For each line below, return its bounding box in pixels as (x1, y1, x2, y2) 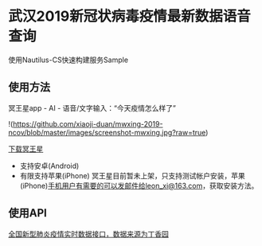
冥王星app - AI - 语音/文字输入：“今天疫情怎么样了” (8, 103, 177, 112)
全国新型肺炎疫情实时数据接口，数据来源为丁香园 (8, 228, 169, 239)
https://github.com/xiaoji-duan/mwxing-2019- (13, 119, 163, 128)
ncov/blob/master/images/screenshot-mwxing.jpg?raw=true (8, 127, 206, 137)
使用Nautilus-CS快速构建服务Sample (8, 55, 129, 64)
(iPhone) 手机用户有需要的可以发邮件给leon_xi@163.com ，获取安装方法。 (19, 181, 259, 190)
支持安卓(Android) (19, 161, 80, 170)
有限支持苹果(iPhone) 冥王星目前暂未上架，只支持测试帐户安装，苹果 (19, 170, 245, 180)
